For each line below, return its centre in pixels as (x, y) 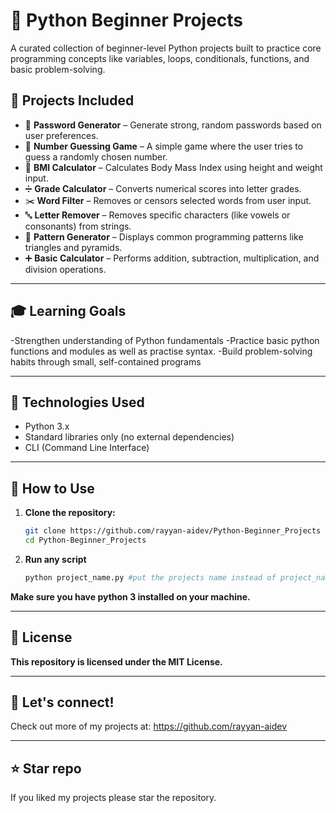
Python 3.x (47, 426)
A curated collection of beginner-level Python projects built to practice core (166, 48)
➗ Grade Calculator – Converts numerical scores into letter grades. (163, 188)
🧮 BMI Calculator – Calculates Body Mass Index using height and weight (173, 167)
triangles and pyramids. (73, 247)
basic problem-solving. (58, 69)
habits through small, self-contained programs (106, 361)
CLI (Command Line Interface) (87, 448)
